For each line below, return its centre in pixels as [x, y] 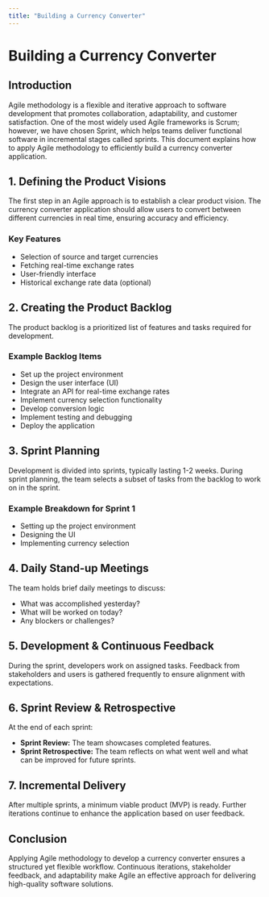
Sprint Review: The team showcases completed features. [116, 743]
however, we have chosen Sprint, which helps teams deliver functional [125, 131]
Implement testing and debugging [76, 417]
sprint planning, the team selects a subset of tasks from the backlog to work [135, 479]
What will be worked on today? [71, 612]
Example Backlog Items [55, 357]
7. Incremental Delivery [67, 785]
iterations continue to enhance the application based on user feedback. [127, 814]
